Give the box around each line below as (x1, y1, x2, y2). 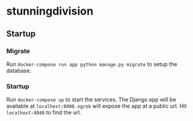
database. (6, 67, 32, 74)
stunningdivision (6, 4, 94, 18)
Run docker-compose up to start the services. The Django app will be (6, 96, 177, 103)
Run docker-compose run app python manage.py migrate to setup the (6, 60, 178, 67)
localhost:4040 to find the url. (6, 109, 82, 116)
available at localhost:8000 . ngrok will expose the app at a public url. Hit (6, 102, 187, 110)
